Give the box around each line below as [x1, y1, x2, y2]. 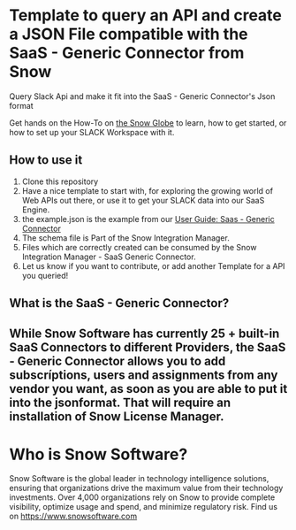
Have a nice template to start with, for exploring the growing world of [21, 185, 274, 196]
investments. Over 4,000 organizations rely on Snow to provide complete [9, 492, 276, 503]
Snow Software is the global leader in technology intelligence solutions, [9, 473, 269, 484]
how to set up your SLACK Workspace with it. [9, 127, 175, 137]
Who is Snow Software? [9, 444, 188, 465]
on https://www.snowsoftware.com [9, 511, 138, 522]
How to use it [9, 152, 83, 168]
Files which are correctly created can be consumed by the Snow [21, 242, 257, 252]
